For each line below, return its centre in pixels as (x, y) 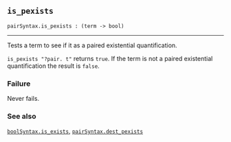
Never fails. (23, 99)
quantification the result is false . (53, 66)
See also (22, 117)
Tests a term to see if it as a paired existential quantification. (92, 45)
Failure (19, 84)
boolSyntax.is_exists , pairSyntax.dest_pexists (75, 131)
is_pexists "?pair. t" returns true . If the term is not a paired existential (110, 58)
